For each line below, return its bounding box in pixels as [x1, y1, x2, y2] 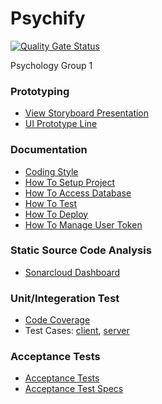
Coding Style [24, 165, 79, 177]
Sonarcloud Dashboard [24, 266, 121, 278]
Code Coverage [24, 314, 91, 326]
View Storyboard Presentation [24, 107, 150, 119]
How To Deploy [24, 208, 89, 220]
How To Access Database [24, 187, 132, 199]
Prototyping [10, 84, 70, 98]
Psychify [10, 7, 86, 30]
